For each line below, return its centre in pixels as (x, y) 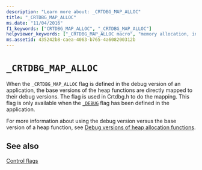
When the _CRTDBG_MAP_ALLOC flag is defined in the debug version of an (93, 83)
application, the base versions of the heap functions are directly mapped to (99, 90)
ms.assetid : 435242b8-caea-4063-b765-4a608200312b (71, 40)
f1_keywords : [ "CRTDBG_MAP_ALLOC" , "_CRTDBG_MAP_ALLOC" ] (79, 29)
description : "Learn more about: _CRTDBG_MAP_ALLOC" (74, 12)
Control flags (22, 160)
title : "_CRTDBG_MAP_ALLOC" (41, 17)
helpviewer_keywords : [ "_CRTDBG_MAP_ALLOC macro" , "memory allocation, (98, 34)
